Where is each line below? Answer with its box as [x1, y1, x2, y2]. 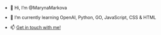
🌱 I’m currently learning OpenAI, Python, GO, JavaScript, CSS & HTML [10, 14, 156, 20]
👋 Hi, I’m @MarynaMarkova [10, 5, 67, 10]
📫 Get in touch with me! [10, 24, 61, 30]
